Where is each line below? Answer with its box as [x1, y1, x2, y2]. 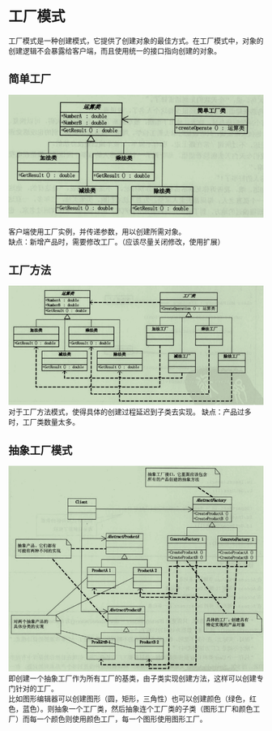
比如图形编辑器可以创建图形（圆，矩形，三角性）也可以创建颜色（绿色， [8, 694, 249, 703]
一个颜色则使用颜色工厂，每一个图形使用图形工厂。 [36, 714, 207, 724]
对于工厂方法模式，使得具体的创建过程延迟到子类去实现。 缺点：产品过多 [8, 407, 252, 417]
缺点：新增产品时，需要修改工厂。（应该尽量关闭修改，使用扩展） [8, 237, 225, 247]
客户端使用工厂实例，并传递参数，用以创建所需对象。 [8, 227, 186, 236]
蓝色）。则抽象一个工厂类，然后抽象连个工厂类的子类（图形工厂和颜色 [22, 704, 253, 714]
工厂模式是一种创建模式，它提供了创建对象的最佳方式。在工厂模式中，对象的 [8, 36, 264, 45]
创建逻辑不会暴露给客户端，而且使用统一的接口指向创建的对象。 [8, 45, 221, 55]
